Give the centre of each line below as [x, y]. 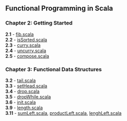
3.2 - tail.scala [20, 80]
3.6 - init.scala [20, 102]
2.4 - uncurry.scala [26, 50]
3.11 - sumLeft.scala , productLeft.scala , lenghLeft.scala [63, 113]
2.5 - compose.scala [27, 56]
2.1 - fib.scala [20, 34]
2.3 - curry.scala [23, 45]
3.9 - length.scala [24, 108]
